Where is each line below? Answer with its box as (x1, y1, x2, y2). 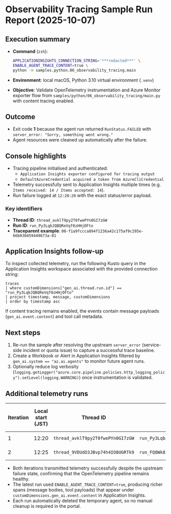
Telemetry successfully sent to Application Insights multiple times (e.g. (12, 181, 161, 188)
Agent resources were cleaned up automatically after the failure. (12, 137, 148, 143)
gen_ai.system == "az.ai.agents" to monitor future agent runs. (12, 358, 145, 364)
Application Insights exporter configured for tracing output (20, 172, 155, 177)
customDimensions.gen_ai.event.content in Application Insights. (12, 492, 146, 498)
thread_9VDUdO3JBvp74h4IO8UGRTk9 (53, 449, 135, 455)
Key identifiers (5, 205, 43, 213)
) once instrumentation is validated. (78, 375, 153, 381)
